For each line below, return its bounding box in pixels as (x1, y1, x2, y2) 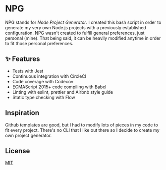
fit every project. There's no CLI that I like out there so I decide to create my (5, 127, 160, 133)
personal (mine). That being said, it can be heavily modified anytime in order (5, 35, 161, 41)
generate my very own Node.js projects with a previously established (5, 24, 146, 30)
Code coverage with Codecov (12, 78, 73, 84)
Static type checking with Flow (12, 94, 75, 100)
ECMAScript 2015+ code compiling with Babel (12, 84, 107, 90)
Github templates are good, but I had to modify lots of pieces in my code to (5, 122, 159, 128)
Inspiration (5, 109, 40, 117)
